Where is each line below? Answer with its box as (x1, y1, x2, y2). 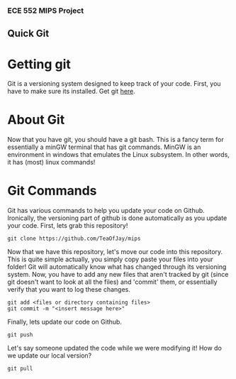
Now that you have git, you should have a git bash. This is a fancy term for (7, 136, 225, 144)
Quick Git (7, 28, 50, 40)
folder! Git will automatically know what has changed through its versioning (7, 263, 227, 271)
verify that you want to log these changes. (7, 285, 131, 294)
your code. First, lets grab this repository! (7, 221, 128, 230)
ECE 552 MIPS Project (7, 6, 84, 16)
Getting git (7, 56, 71, 72)
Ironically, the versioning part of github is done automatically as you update (7, 214, 227, 222)
